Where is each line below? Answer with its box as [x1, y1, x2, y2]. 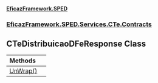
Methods [9, 56, 36, 65]
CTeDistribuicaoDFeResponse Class [6, 38, 146, 48]
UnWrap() [9, 67, 38, 75]
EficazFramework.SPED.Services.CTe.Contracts [6, 20, 152, 28]
